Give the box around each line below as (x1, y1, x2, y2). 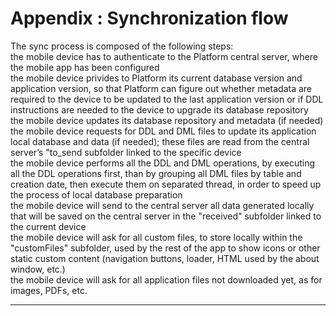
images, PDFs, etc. (10, 284, 88, 296)
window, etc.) (10, 263, 66, 275)
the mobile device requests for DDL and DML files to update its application (10, 125, 317, 137)
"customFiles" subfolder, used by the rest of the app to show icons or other (10, 242, 321, 254)
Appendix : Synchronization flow (10, 7, 289, 30)
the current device (10, 220, 87, 232)
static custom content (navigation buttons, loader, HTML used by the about (10, 252, 320, 264)
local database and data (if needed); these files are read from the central (10, 135, 310, 147)
